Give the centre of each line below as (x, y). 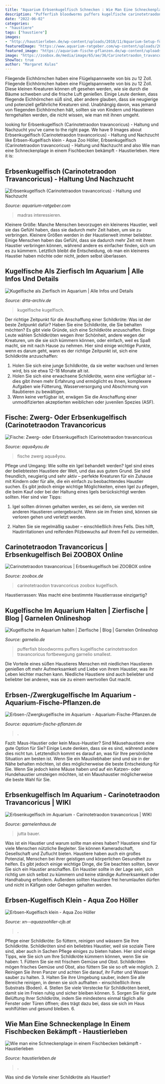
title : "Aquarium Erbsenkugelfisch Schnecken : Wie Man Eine (69, 10)
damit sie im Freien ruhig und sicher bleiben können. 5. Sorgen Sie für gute (81, 993)
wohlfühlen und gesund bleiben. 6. (40, 1008)
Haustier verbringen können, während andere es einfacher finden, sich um (81, 245)
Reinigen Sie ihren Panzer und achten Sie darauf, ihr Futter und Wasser (77, 972)
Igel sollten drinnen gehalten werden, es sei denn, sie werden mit (78, 506)
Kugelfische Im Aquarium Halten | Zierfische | (77, 611)
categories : (17, 23)
